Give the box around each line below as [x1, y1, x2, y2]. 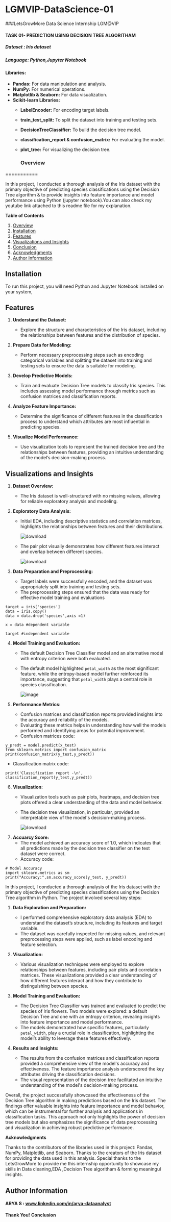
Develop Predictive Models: [12, 372, 73, 379]
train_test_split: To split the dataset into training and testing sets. [20, 117, 158, 123]
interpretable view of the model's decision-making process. [20, 815, 146, 821]
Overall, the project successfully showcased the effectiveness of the [5, 1092, 150, 1098]
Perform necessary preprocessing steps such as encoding [20, 352, 144, 358]
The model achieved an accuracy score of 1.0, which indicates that [20, 840, 161, 846]
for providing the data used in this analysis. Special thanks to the [5, 1155, 141, 1161]
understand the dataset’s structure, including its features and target [20, 920, 162, 926]
